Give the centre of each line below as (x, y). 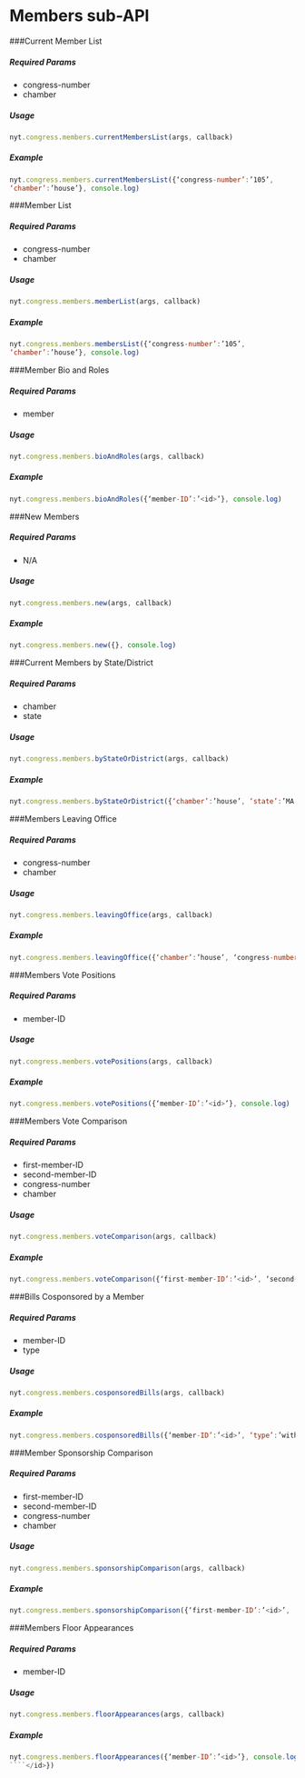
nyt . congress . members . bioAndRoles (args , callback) (107, 456)
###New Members (44, 516)
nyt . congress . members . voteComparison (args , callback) (113, 1237)
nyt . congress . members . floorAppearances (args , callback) (117, 1714)
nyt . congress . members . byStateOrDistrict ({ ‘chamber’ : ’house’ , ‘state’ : (146, 802)
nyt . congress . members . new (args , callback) (91, 603)
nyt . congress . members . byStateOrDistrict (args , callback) (119, 759)
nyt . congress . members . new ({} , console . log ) (93, 645)
